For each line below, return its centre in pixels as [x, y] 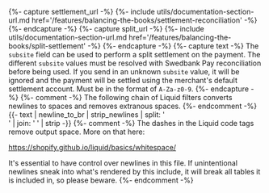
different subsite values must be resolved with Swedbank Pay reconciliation [135, 63]
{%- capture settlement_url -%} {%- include [82, 12]
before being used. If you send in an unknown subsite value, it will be [124, 71]
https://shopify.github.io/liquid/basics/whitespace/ [92, 147]
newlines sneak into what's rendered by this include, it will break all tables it [134, 172]
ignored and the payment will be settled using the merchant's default [123, 80]
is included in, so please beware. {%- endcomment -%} [101, 180]
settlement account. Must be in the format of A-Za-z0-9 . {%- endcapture [128, 89]
